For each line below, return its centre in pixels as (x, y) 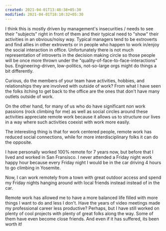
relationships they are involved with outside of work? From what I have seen (83, 86)
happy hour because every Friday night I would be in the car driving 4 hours (83, 162)
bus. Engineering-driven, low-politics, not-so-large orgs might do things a (81, 66)
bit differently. (19, 71)
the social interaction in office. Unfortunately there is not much (69, 50)
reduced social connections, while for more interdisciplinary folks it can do (82, 137)
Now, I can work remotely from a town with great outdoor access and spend (83, 177)
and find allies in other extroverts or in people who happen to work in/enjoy (82, 44)
